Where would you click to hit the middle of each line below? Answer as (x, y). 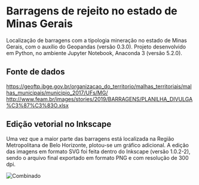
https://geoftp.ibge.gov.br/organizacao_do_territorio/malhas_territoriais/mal (99, 86)
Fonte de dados (36, 72)
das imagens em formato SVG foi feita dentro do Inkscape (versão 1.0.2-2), (98, 151)
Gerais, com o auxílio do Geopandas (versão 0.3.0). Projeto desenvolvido (96, 47)
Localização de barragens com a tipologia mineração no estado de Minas (97, 40)
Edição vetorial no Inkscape (59, 124)
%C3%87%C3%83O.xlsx (37, 105)
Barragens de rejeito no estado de (92, 11)
